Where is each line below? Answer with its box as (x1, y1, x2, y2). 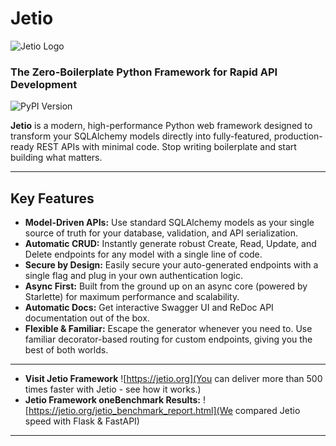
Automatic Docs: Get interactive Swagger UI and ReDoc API (24, 302, 274, 314)
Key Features (10, 190, 95, 207)
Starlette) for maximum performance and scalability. (24, 291, 240, 303)
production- (273, 130, 323, 142)
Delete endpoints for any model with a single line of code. (24, 248, 263, 261)
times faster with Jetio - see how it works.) (24, 383, 202, 396)
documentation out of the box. (24, 312, 150, 324)
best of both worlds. (24, 344, 109, 356)
